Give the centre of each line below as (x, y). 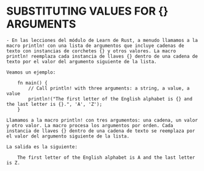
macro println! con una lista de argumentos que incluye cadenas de (95, 46)
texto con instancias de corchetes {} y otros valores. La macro (91, 51)
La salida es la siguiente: (42, 147)
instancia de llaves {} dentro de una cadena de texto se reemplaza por (101, 131)
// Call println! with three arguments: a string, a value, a (109, 88)
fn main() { (32, 83)
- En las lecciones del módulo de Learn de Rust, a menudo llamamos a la (102, 40)
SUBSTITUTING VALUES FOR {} (87, 11)
